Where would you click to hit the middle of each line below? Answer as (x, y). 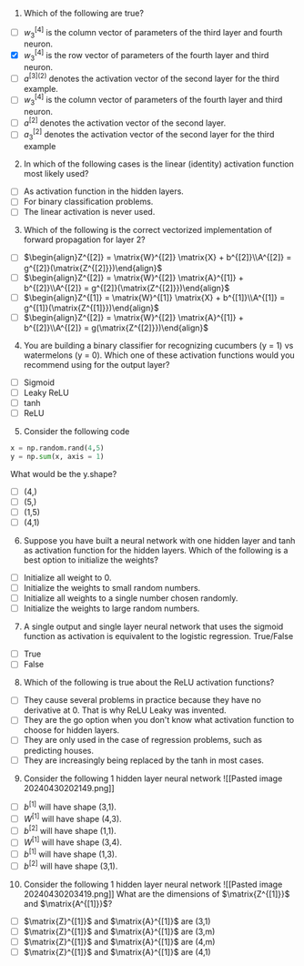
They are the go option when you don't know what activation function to (159, 720)
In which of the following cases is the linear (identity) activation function (158, 164)
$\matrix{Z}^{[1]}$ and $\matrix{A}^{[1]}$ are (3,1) (117, 921)
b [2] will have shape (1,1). (70, 830)
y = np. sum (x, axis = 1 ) (57, 456)
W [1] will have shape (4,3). (72, 818)
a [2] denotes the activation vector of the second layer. (125, 122)
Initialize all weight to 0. (67, 577)
